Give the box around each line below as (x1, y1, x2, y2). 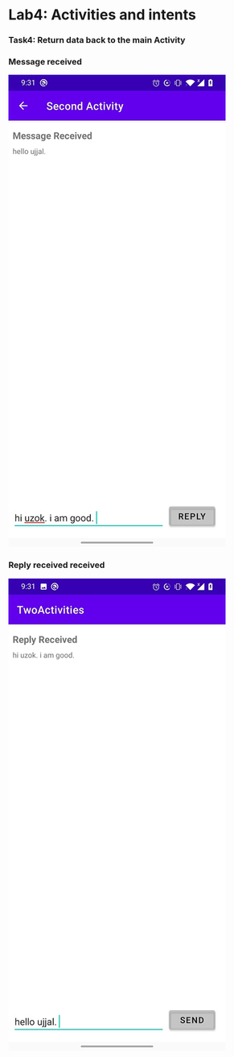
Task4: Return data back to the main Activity (8, 35, 186, 46)
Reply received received (8, 559, 105, 570)
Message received (8, 56, 83, 68)
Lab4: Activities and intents (8, 6, 197, 24)
